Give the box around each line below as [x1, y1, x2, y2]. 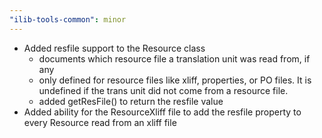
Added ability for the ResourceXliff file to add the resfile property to [23, 106, 302, 118]
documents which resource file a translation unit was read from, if [38, 52, 311, 65]
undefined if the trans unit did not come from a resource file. [38, 84, 289, 96]
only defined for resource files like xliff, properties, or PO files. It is [38, 74, 312, 86]
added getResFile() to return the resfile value [38, 95, 224, 107]
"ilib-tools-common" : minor [9, 14, 127, 25]
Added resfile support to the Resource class [23, 42, 206, 54]
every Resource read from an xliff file [23, 116, 177, 128]
